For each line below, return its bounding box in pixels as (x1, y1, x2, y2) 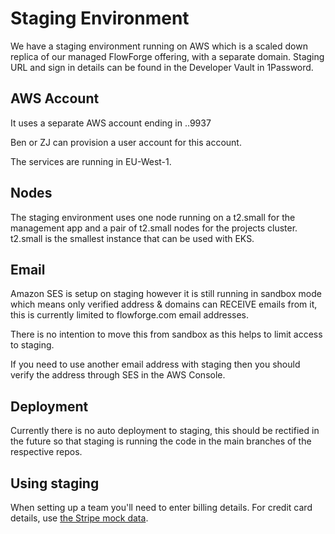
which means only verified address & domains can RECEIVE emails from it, (10, 298, 318, 311)
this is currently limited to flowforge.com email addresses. (10, 309, 250, 321)
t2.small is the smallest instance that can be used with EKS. (10, 232, 255, 244)
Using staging (10, 475, 100, 492)
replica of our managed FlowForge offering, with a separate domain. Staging (10, 50, 325, 62)
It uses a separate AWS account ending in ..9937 (10, 117, 212, 129)
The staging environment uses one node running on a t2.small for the (10, 211, 296, 223)
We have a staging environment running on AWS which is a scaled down (10, 40, 308, 52)
